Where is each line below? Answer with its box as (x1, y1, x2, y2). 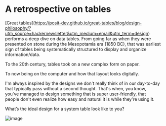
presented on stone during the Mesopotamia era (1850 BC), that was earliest (5, 41, 161, 47)
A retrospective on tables (5, 3, 111, 15)
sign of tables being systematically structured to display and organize (5, 46, 147, 52)
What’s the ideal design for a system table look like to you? (5, 106, 124, 112)
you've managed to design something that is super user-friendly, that (5, 91, 146, 97)
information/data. (5, 51, 41, 58)
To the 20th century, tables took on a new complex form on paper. (5, 61, 140, 67)
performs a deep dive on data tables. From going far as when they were (5, 36, 151, 42)
